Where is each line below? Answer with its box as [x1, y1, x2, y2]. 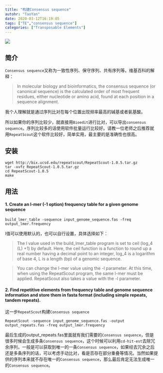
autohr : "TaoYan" [5, 12, 40, 17]
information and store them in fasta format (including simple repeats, [5, 292, 147, 298]
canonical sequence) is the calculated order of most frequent [16, 88, 140, 94]
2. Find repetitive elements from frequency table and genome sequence [5, 287, 153, 293]
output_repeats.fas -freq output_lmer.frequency [5, 322, 105, 328]
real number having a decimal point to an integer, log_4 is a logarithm [16, 251, 155, 257]
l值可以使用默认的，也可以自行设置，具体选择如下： [5, 231, 108, 237]
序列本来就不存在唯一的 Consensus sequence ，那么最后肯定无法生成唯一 [13, 356, 155, 362]
